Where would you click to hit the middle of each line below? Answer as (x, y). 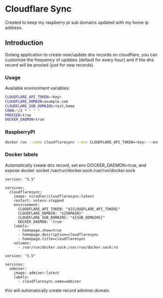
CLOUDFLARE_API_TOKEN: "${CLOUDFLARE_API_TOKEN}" (69, 209)
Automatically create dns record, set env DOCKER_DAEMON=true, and (76, 165)
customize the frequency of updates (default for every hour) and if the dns (80, 60)
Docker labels (22, 155)
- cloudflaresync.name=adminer (49, 281)
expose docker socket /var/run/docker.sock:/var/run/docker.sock (70, 170)
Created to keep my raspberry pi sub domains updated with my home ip (77, 22)
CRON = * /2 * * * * (23, 110)
